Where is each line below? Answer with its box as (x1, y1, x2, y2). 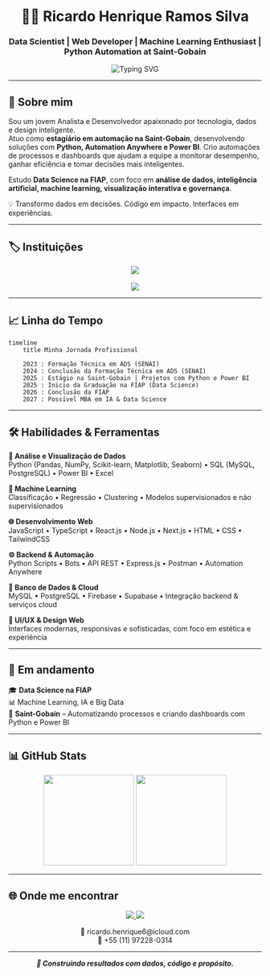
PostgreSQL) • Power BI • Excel (8, 468, 114, 478)
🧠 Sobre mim (8, 95, 74, 109)
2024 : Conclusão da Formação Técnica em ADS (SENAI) (22, 366, 207, 375)
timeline (8, 338, 38, 347)
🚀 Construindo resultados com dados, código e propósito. (35, 958, 235, 969)
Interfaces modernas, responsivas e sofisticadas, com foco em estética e (8, 623, 252, 633)
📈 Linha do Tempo (8, 313, 104, 327)
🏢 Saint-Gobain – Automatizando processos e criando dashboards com (8, 709, 245, 718)
